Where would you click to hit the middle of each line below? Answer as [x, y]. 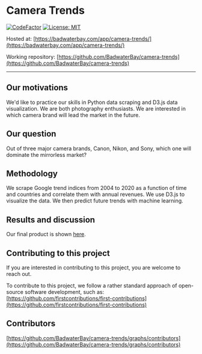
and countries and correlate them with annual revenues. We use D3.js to [96, 194]
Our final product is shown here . [46, 234]
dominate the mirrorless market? [47, 154]
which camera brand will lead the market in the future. [73, 115]
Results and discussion [50, 220]
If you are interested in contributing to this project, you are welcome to [93, 267]
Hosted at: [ [21, 38]
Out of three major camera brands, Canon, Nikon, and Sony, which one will [99, 148]
